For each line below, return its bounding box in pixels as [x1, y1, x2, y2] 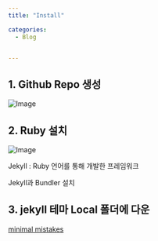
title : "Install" [8, 11, 65, 20]
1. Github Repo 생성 [8, 78, 102, 91]
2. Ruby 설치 [8, 123, 68, 137]
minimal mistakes [8, 225, 64, 234]
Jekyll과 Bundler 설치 [8, 178, 76, 187]
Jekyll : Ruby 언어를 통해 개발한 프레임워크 [8, 162, 139, 170]
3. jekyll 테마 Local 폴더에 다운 [8, 203, 150, 217]
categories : [8, 25, 47, 34]
